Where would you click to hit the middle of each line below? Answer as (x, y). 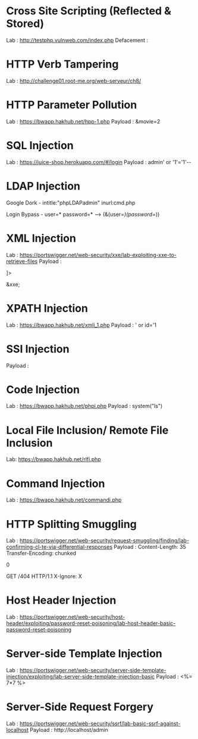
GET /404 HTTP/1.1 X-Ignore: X (44, 576)
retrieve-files (22, 261)
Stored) (25, 24)
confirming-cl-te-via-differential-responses (59, 547)
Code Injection (43, 389)
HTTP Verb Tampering (62, 64)
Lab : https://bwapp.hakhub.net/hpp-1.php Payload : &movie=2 (83, 121)
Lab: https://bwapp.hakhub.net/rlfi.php (54, 459)
